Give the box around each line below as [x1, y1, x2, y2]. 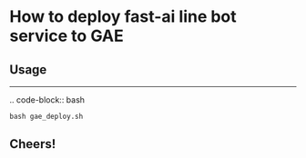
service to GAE [9, 25, 125, 46]
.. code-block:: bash [9, 94, 85, 105]
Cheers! [9, 136, 56, 152]
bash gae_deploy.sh [9, 112, 84, 121]
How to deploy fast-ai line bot [9, 6, 237, 27]
